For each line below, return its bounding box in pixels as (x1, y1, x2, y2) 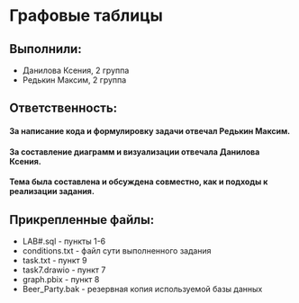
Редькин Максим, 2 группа (22, 75, 127, 85)
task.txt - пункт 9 (22, 254, 87, 265)
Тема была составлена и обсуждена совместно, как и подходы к (9, 176, 268, 187)
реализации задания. (9, 186, 95, 197)
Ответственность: (9, 101, 118, 116)
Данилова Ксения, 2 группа (22, 65, 130, 76)
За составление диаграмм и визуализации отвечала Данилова (9, 146, 260, 157)
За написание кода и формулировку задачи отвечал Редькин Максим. (9, 125, 291, 136)
